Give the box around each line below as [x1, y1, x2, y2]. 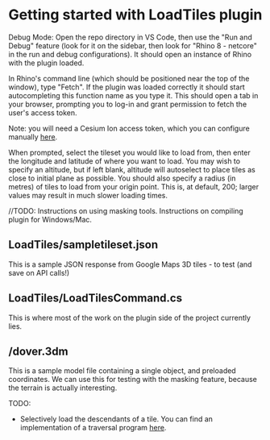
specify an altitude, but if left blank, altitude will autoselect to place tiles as [8, 164, 255, 174]
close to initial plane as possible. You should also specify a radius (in [8, 173, 236, 183]
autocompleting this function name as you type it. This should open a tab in [8, 90, 259, 100]
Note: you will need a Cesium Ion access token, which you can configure [8, 123, 250, 133]
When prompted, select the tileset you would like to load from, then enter [8, 147, 251, 157]
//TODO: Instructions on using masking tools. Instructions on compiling [8, 205, 243, 215]
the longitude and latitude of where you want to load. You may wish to [8, 156, 240, 166]
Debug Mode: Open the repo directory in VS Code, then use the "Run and [8, 32, 252, 42]
